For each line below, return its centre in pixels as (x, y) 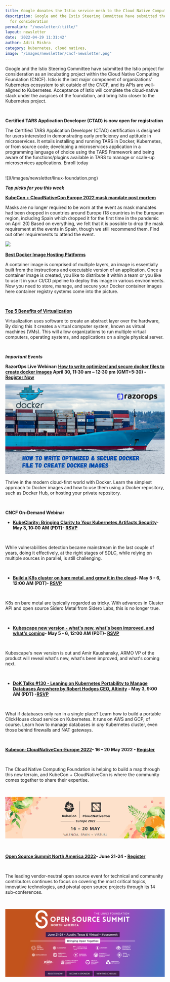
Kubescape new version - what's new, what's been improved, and (83, 628)
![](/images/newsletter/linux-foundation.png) (52, 178)
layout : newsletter (26, 32)
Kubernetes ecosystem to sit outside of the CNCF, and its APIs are (74, 85)
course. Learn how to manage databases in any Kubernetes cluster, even (81, 724)
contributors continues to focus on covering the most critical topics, (76, 882)
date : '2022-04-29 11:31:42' (36, 38)
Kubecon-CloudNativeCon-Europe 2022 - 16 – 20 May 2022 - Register (80, 750)
